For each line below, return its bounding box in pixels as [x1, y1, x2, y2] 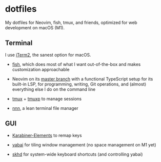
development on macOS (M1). [5, 24, 65, 30]
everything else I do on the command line [12, 86, 96, 92]
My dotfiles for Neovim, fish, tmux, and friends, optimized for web [5, 20, 138, 25]
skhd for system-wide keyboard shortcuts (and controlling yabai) [12, 151, 143, 157]
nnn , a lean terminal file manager [12, 105, 79, 111]
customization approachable [12, 66, 70, 72]
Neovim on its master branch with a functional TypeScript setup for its [12, 76, 153, 81]
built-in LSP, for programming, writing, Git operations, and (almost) [12, 81, 146, 87]
